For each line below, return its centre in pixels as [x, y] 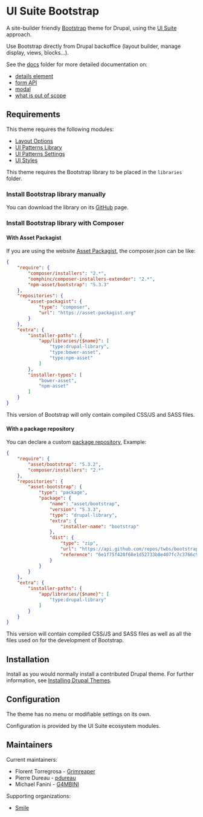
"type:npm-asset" [71, 358]
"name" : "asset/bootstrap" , [85, 504]
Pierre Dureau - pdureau [45, 778]
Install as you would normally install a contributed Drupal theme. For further [100, 674]
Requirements [33, 114]
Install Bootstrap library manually [56, 194]
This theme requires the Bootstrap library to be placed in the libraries [94, 172]
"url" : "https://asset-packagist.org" [87, 313]
